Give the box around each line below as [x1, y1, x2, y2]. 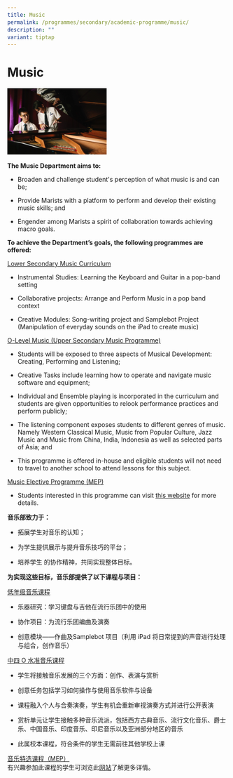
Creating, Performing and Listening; [17, 357, 121, 366]
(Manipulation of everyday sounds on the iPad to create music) [17, 323, 199, 331]
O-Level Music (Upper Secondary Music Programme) [7, 336, 161, 345]
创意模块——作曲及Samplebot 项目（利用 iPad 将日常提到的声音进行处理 [17, 633, 226, 641]
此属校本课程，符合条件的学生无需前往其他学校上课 [17, 739, 165, 748]
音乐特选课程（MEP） [7, 755, 70, 763]
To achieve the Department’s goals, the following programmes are [7, 239, 204, 247]
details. [17, 499, 39, 507]
